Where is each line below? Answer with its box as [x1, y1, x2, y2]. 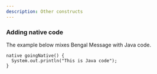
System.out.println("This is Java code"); [11, 58, 117, 63]
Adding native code [6, 28, 64, 36]
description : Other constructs [6, 8, 83, 15]
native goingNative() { [6, 52, 65, 59]
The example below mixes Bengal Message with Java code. [6, 41, 152, 48]
